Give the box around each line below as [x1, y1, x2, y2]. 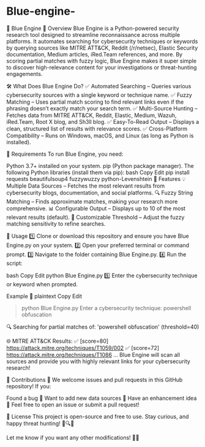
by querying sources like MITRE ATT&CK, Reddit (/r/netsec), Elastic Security [6, 44, 198, 52]
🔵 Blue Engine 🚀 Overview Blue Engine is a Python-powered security [6, 25, 179, 32]
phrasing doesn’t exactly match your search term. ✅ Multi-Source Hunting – [6, 104, 198, 112]
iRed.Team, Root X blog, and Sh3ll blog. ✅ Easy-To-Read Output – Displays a [6, 118, 199, 125]
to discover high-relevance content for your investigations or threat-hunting [6, 63, 197, 71]
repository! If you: [6, 382, 51, 390]
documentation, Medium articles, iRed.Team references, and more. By [6, 50, 182, 58]
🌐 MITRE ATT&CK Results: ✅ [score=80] [6, 337, 109, 345]
